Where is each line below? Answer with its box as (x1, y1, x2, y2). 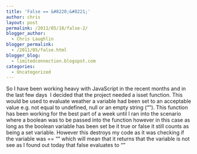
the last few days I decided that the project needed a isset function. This (6, 91, 183, 99)
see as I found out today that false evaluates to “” (6, 142, 125, 149)
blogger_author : (6, 31, 46, 37)
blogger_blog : (6, 53, 41, 58)
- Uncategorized (11, 69, 51, 75)
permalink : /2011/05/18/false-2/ (6, 25, 88, 31)
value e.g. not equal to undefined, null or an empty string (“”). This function (6, 104, 188, 111)
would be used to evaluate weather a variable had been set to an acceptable (6, 98, 191, 105)
